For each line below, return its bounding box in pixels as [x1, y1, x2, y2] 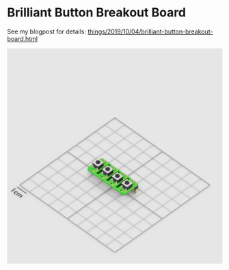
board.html [7, 34, 38, 42]
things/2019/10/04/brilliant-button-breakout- [87, 27, 213, 36]
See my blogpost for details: [7, 27, 87, 36]
